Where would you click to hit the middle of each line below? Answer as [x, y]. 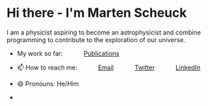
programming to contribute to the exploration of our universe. [96, 39]
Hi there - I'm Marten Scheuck [97, 13]
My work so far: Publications [68, 53]
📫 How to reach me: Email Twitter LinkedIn [109, 67]
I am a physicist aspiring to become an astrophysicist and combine [104, 32]
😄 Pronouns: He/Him [48, 84]
